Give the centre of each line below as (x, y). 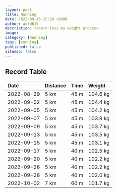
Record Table (26, 72)
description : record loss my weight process (52, 28)
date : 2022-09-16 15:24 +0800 (36, 19)
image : (12, 33)
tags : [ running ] (22, 42)
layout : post (19, 10)
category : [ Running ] (27, 38)
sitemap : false (21, 51)
